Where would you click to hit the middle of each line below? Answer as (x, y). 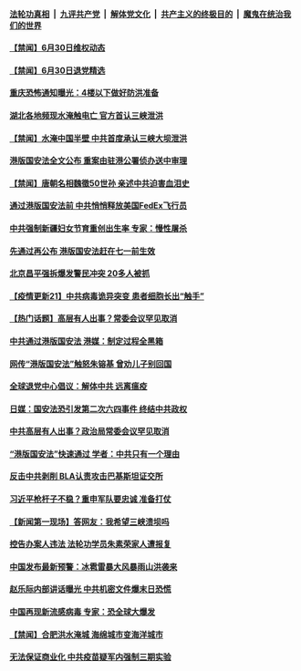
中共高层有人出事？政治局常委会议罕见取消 (89, 431)
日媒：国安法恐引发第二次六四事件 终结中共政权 (99, 408)
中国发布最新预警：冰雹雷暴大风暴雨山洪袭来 (93, 566)
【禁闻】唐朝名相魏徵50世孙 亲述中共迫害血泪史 (99, 183)
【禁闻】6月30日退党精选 (57, 70)
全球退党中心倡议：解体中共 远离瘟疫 (78, 387)
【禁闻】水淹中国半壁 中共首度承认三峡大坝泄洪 (99, 138)
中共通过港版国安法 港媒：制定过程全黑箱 (87, 341)
